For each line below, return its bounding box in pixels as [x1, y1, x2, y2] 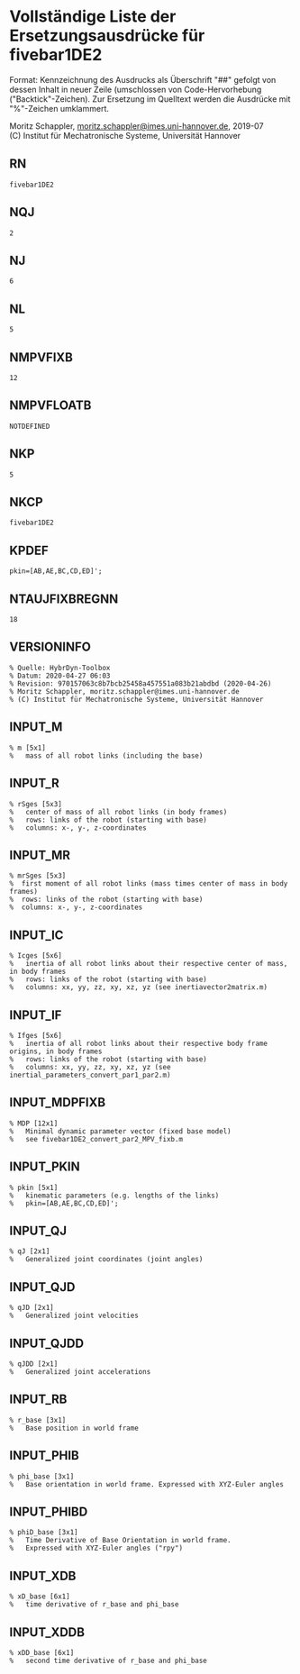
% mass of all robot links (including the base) [9, 751, 204, 760]
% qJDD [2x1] [9, 1360, 59, 1369]
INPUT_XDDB [9, 1624, 86, 1640]
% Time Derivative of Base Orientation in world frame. [9, 1536, 232, 1545]
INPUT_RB [9, 1392, 68, 1407]
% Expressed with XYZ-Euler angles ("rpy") [9, 1543, 183, 1553]
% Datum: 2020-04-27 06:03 [9, 671, 111, 680]
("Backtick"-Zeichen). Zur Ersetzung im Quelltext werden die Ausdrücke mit [9, 93, 291, 105]
